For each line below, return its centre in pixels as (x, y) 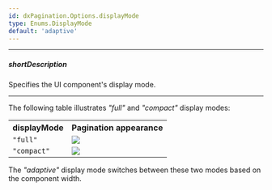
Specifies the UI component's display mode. (82, 85)
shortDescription (38, 64)
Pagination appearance (117, 128)
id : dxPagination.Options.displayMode (74, 16)
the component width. (45, 179)
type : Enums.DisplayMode (50, 23)
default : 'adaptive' (43, 31)
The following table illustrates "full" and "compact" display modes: (119, 108)
